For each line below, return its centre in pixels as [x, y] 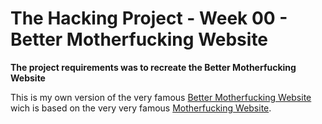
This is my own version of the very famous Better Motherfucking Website [161, 97]
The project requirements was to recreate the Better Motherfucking [153, 67]
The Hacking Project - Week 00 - [149, 18]
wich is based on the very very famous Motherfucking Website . [141, 108]
